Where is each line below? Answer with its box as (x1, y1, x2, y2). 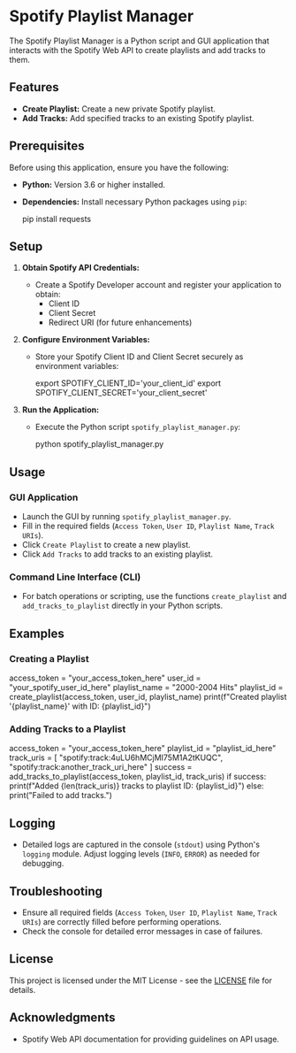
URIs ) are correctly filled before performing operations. (21, 916, 223, 926)
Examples (9, 626, 65, 641)
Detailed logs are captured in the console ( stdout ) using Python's (21, 839, 261, 850)
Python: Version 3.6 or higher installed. (21, 179, 166, 189)
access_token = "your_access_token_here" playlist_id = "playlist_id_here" (9, 743, 277, 754)
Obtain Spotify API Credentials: (21, 263, 140, 273)
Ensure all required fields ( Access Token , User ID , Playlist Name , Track (21, 907, 278, 918)
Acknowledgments (9, 1011, 117, 1026)
